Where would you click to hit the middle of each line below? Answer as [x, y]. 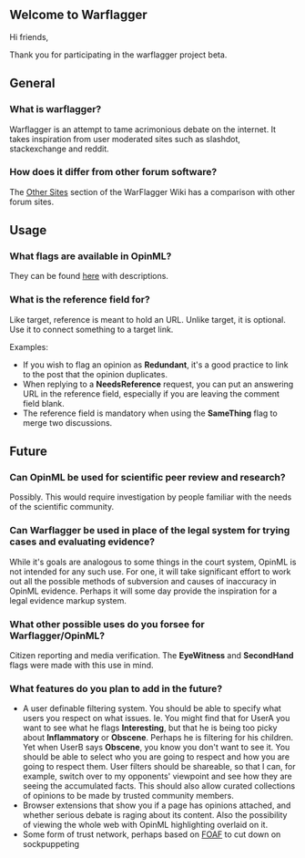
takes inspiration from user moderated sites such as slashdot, [125, 139]
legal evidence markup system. [68, 600]
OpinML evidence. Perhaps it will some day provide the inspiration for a [143, 591]
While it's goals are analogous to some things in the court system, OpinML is [153, 562]
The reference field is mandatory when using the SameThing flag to [150, 413]
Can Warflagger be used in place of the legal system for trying [150, 531]
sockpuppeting [51, 844]
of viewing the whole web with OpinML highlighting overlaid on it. [145, 825]
